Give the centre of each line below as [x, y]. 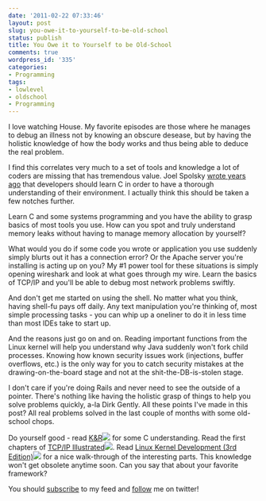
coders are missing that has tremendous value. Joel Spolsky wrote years [127, 176]
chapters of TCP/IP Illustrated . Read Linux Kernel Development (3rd [122, 447]
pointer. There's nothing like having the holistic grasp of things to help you [130, 396]
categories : [28, 67]
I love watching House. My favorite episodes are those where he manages [129, 127]
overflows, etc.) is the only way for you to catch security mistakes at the [126, 364]
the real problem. [36, 152]
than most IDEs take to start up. [60, 323]
